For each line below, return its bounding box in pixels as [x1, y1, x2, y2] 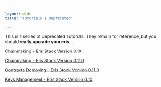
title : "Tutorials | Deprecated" [5, 16, 73, 21]
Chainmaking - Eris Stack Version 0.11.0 [5, 57, 84, 63]
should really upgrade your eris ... [5, 38, 73, 44]
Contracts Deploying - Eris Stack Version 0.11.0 [5, 67, 99, 73]
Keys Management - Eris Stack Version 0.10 [5, 76, 93, 82]
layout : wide [5, 11, 32, 16]
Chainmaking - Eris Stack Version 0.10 [5, 48, 81, 54]
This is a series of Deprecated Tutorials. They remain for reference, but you [5, 34, 157, 39]
